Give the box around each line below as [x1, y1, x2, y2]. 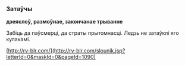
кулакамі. [6, 36, 31, 43]
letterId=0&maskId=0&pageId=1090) [6, 54, 96, 61]
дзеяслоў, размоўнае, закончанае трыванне [6, 18, 123, 25]
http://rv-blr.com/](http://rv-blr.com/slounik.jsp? [8, 47, 126, 54]
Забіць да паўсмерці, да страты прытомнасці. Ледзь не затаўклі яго [6, 29, 180, 37]
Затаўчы [6, 5, 33, 13]
